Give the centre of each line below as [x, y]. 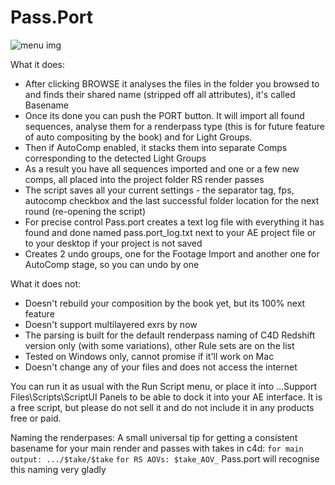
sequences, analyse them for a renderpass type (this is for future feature [174, 126]
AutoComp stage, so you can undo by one [112, 264]
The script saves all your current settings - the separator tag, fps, [159, 190]
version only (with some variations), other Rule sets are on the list [159, 345]
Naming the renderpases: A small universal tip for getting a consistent [154, 437]
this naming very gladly [58, 469]
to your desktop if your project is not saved [113, 243]
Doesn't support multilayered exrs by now [111, 324]
